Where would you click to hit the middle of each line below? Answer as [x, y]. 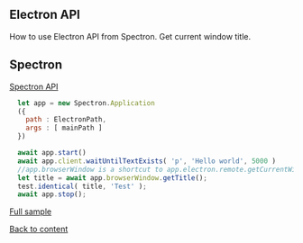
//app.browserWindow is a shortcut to [91, 169]
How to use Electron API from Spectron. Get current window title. [130, 36]
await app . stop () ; [52, 194]
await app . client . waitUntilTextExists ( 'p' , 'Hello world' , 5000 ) [147, 161]
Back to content [39, 229]
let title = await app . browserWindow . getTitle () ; [112, 178]
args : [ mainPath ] [64, 128]
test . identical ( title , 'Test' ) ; [82, 186]
